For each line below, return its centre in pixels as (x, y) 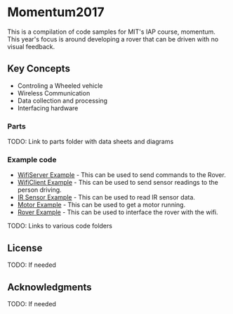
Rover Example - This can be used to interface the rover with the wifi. (118, 212)
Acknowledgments (50, 287)
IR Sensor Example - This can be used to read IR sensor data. (106, 197)
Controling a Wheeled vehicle (60, 86)
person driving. (39, 190)
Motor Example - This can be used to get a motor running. (101, 205)
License (25, 248)
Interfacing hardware (48, 108)
